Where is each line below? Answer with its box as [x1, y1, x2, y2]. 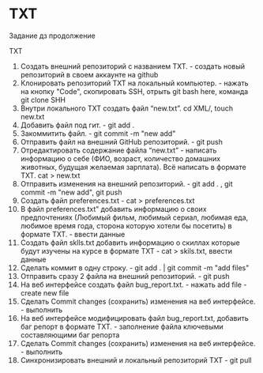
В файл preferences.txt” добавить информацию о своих [20, 204, 208, 213]
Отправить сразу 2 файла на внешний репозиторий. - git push [20, 271, 230, 281]
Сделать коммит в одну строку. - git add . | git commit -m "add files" [20, 262, 250, 273]
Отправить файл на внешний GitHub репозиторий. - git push [20, 137, 224, 146]
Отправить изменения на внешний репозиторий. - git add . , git [20, 179, 233, 188]
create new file [20, 288, 70, 297]
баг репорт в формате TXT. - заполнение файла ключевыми [20, 322, 224, 331]
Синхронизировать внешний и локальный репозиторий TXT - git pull [20, 355, 252, 364]
